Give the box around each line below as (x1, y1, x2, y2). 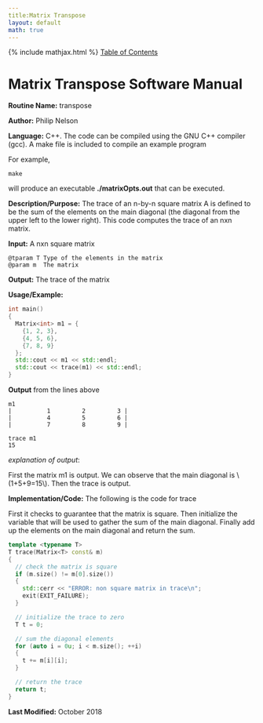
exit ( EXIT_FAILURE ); (22, 592, 89, 600)
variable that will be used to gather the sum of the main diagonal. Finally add (8, 518, 255, 527)
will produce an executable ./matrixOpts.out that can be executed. (8, 183, 225, 193)
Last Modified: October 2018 (8, 707, 103, 716)
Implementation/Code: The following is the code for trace (8, 494, 197, 503)
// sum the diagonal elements (15, 634, 114, 643)
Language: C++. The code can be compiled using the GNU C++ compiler (8, 131, 246, 141)
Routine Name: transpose (8, 101, 93, 111)
